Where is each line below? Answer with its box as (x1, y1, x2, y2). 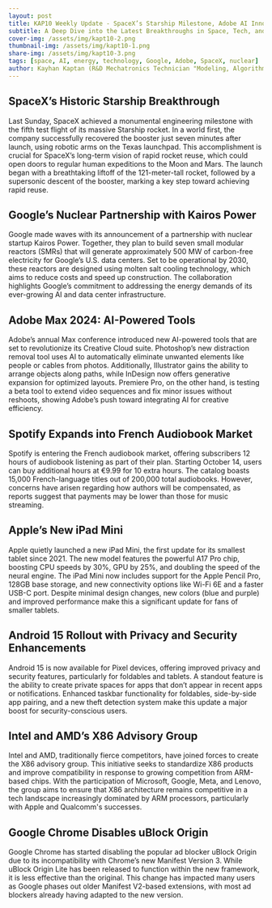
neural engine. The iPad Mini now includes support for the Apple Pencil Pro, (8, 571, 261, 580)
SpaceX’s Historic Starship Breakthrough (8, 95, 220, 108)
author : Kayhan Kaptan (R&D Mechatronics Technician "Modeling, (8, 65, 230, 73)
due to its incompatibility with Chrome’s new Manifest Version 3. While (8, 855, 243, 866)
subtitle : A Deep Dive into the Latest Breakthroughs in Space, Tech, (8, 27, 252, 35)
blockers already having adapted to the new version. (8, 890, 184, 900)
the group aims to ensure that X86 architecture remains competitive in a (8, 785, 249, 795)
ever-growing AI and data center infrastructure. (8, 290, 166, 299)
